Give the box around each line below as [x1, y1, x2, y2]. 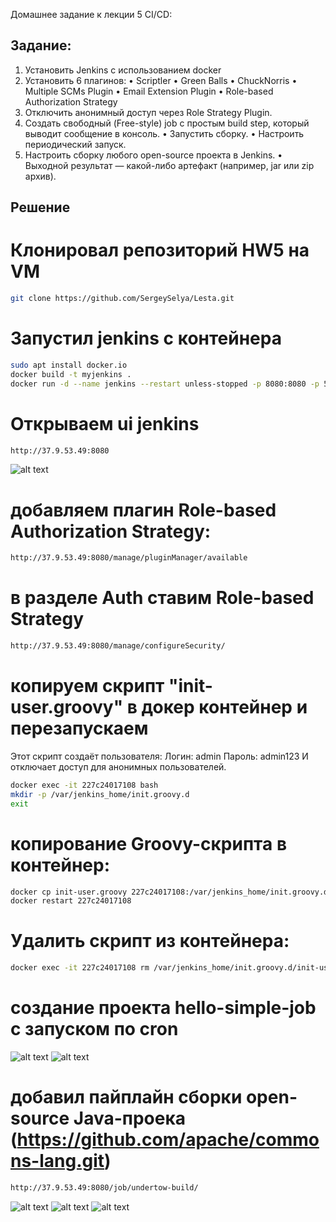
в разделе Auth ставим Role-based [10, 587, 315, 609]
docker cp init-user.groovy [10, 887, 128, 897]
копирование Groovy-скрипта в [10, 832, 288, 855]
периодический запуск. [24, 138, 127, 150]
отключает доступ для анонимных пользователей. [10, 760, 227, 773]
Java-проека [73, 1107, 187, 1130]
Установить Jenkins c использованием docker [24, 64, 222, 76]
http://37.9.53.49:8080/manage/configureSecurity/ [10, 641, 226, 651]
